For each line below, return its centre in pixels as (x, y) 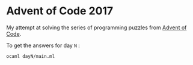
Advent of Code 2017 (60, 11)
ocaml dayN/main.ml (31, 56)
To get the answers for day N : (43, 45)
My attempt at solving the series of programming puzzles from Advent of (96, 27)
